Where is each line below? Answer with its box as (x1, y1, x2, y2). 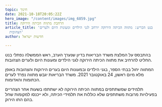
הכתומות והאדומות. (5, 76, 41, 83)
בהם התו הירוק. (5, 96, 33, 102)
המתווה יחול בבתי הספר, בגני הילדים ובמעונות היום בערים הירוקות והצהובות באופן (5, 66, 154, 72)
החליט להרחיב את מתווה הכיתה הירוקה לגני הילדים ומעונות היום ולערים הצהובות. (5, 57, 152, 63)
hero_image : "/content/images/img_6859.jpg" (5, 16, 97, 21)
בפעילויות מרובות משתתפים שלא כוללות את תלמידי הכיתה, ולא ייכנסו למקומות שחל (5, 91, 157, 97)
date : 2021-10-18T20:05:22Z (5, 12, 62, 17)
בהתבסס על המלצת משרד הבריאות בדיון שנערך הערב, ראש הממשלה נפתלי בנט (5, 52, 151, 57)
